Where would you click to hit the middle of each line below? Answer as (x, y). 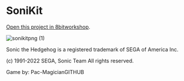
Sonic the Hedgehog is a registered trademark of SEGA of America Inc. (92, 49)
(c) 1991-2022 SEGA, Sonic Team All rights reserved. (70, 61)
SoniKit (24, 11)
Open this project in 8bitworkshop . (48, 27)
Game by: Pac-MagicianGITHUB (45, 72)
